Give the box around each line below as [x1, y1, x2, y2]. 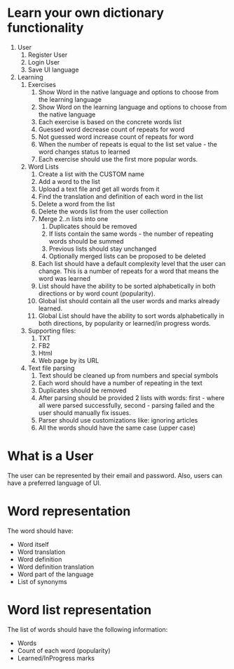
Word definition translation [17, 562, 95, 571]
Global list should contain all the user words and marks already [38, 296, 220, 305]
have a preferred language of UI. [7, 479, 102, 487]
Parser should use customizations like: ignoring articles [38, 416, 198, 424]
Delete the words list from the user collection [38, 207, 168, 216]
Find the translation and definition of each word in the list [38, 192, 203, 201]
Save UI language [27, 65, 79, 74]
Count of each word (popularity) [17, 646, 111, 654]
